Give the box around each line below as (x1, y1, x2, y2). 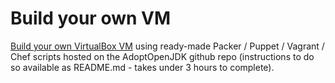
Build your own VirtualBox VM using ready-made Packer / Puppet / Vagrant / (10, 40, 325, 52)
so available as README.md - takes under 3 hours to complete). (10, 61, 275, 73)
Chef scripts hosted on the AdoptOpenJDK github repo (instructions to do (10, 50, 315, 62)
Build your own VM (10, 7, 172, 30)
